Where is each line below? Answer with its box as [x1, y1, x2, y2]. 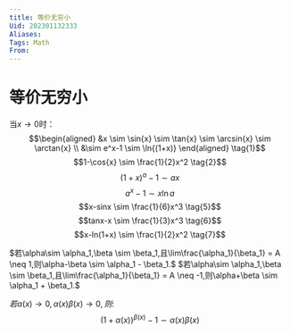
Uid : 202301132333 [9, 21, 78, 30]
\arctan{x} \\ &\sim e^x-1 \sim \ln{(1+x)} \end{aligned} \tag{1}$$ [34, 143, 266, 154]
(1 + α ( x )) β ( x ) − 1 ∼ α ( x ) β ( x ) [100, 313, 200, 326]
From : [9, 46, 29, 55]
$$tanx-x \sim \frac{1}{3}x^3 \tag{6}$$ [78, 215, 222, 226]
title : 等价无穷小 [9, 13, 71, 22]
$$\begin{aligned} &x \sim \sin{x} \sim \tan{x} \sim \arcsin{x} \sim [28, 133, 272, 144]
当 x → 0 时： [9, 119, 55, 129]
